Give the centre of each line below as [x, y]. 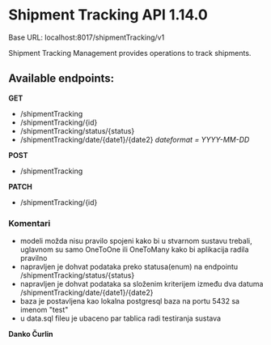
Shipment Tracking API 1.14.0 [108, 15]
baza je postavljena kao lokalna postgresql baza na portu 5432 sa [130, 301]
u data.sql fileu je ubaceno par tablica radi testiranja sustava [120, 318]
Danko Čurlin [31, 334]
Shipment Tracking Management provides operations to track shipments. [130, 53]
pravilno [34, 258]
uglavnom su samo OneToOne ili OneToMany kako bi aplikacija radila [134, 249]
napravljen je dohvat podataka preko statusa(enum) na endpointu [129, 267]
